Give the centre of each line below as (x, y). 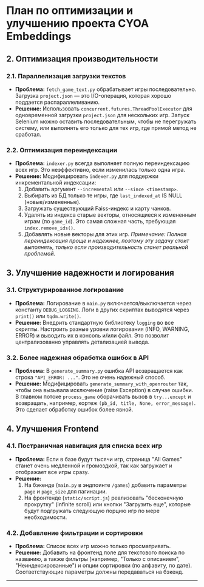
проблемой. (40, 254)
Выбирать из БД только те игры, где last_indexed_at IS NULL (103, 195)
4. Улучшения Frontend (53, 429)
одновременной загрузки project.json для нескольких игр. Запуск (102, 115)
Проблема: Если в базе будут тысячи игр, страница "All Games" (98, 459)
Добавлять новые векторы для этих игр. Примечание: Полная (105, 234)
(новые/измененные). (52, 202)
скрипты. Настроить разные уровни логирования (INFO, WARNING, (102, 329)
